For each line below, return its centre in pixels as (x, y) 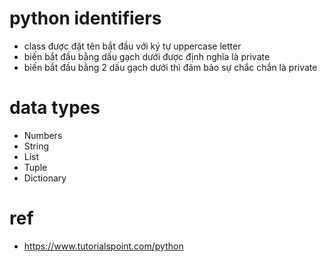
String (36, 146)
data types (55, 108)
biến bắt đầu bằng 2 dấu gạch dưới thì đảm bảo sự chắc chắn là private (170, 67)
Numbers (43, 135)
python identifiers (85, 18)
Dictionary (45, 178)
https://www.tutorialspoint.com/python (103, 246)
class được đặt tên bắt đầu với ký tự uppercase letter (132, 46)
